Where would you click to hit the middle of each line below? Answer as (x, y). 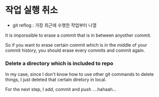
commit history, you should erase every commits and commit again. (75, 50)
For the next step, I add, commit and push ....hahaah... (61, 89)
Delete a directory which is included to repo (59, 63)
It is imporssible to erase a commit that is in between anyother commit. (78, 35)
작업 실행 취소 (32, 10)
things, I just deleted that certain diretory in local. (56, 80)
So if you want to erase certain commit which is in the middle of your (76, 45)
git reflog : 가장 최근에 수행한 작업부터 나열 (54, 25)
